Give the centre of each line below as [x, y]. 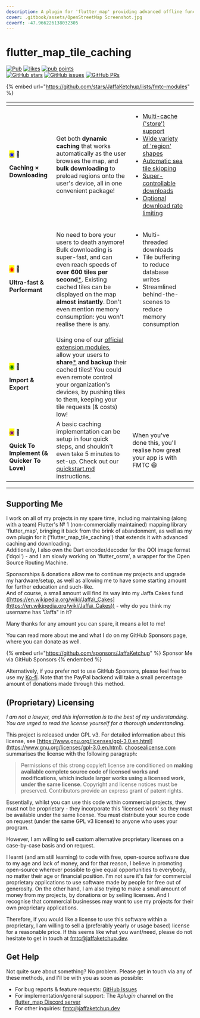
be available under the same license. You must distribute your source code [98, 815]
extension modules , [84, 348]
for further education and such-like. [50, 587]
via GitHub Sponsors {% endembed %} [54, 660]
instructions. [74, 476]
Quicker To [25, 461]
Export [19, 388]
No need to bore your [86, 235]
